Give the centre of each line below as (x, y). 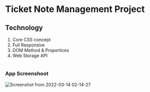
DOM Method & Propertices (41, 50)
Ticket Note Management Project (75, 9)
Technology (24, 28)
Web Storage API (30, 55)
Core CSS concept (31, 39)
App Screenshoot (27, 73)
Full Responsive (28, 45)
